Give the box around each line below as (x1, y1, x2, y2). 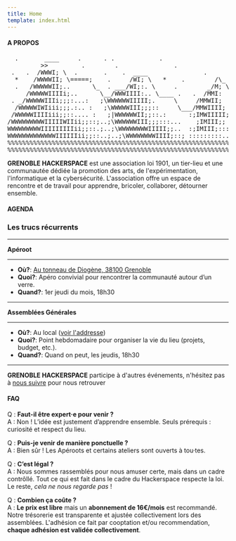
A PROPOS (7, 39, 39, 47)
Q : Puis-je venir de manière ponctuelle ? (7, 438, 129, 447)
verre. (17, 280, 35, 288)
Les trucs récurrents (7, 222, 79, 232)
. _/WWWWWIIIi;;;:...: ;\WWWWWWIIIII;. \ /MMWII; (11, 96, 223, 104)
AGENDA (7, 205, 34, 213)
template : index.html (7, 17, 71, 24)
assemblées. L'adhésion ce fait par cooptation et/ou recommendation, (7, 518, 210, 526)
